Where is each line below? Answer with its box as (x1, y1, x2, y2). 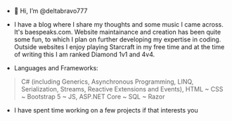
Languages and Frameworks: (13, 64, 98, 72)
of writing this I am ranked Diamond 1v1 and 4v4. (13, 50, 155, 58)
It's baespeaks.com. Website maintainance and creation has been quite (13, 28, 221, 36)
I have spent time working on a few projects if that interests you (13, 106, 198, 114)
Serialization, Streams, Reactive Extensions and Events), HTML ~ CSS (20, 85, 224, 93)
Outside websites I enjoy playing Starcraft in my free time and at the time (13, 43, 225, 51)
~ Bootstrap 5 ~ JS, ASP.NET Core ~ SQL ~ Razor (20, 92, 165, 101)
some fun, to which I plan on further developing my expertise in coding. (13, 35, 221, 44)
